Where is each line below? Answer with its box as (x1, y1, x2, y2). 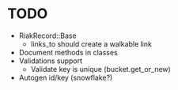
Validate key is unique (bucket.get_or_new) (30, 64, 171, 73)
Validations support (18, 56, 83, 66)
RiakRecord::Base (18, 31, 77, 40)
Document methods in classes (18, 47, 118, 57)
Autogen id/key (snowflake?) (18, 73, 113, 82)
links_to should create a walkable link (30, 39, 152, 48)
